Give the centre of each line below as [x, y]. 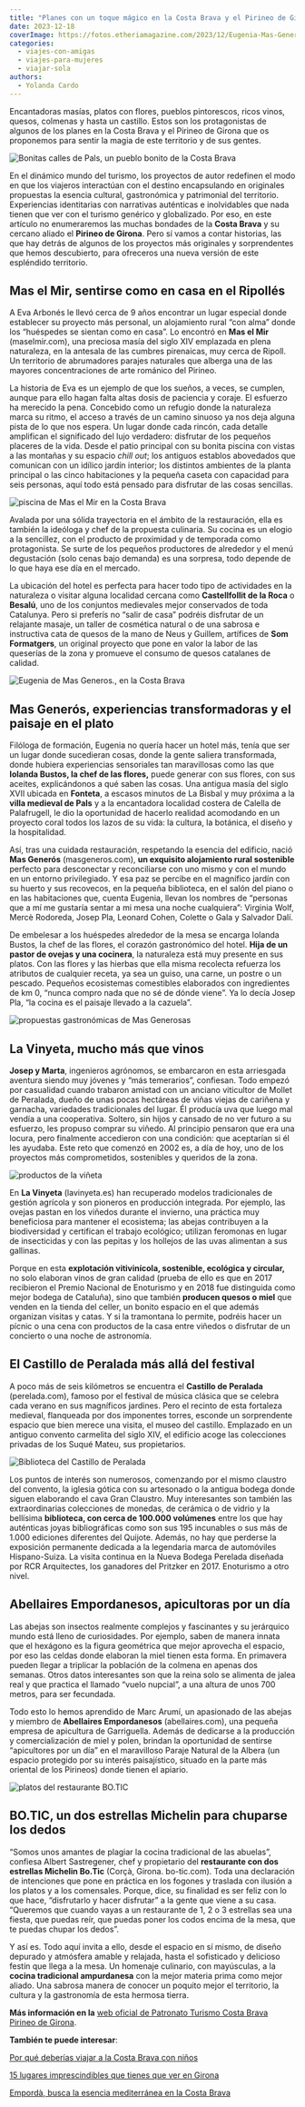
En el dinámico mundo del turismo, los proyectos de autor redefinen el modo [152, 175]
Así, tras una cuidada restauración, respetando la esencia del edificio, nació [151, 850]
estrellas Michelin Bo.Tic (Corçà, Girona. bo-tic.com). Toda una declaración [152, 1871]
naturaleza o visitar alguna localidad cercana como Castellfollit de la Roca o [152, 595]
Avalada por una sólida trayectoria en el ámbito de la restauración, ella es [146, 520]
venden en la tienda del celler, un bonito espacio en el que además [134, 1307]
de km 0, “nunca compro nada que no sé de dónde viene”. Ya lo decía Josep [152, 993]
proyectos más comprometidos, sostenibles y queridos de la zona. [134, 1158]
